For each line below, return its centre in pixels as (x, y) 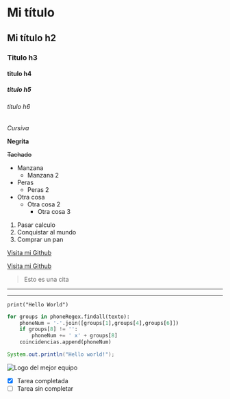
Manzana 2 (43, 175)
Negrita (18, 141)
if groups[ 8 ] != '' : (49, 329)
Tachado (20, 154)
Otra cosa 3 (54, 211)
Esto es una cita (47, 279)
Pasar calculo (36, 225)
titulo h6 (19, 107)
